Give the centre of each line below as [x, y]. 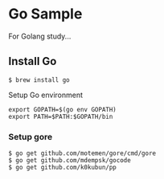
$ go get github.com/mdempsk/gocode [70, 161]
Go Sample [45, 14]
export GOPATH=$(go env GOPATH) [62, 109]
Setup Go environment [45, 95]
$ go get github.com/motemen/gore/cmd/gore [82, 153]
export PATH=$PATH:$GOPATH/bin [61, 116]
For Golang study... [40, 36]
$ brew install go [39, 80]
